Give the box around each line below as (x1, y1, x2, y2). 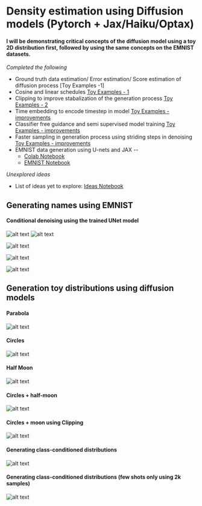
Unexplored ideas (6, 171, 51, 178)
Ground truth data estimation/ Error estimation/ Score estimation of (14, 76, 181, 83)
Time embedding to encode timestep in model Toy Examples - (14, 108, 170, 115)
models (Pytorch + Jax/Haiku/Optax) (6, 17, 194, 31)
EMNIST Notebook (24, 159, 71, 166)
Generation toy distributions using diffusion (6, 283, 174, 294)
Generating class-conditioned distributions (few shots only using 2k (6, 473, 181, 481)
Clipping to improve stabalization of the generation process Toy (14, 95, 173, 102)
